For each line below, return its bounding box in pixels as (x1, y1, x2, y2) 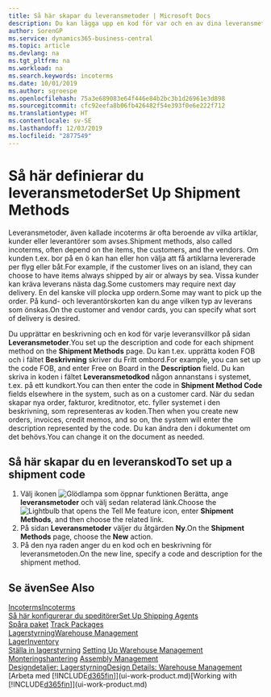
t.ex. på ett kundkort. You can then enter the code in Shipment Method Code (8, 380, 263, 390)
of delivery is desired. (8, 313, 81, 323)
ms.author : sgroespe (8, 86, 78, 95)
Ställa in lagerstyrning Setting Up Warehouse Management (8, 645, 203, 655)
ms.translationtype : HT (8, 110, 89, 118)
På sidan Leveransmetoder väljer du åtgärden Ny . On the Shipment (19, 524, 244, 533)
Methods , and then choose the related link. (19, 515, 165, 524)
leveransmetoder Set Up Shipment (8, 183, 240, 202)
